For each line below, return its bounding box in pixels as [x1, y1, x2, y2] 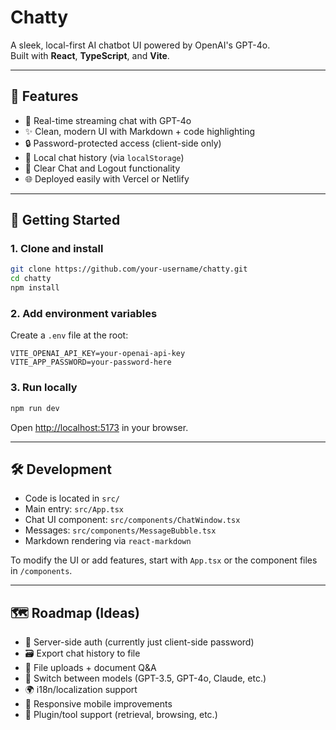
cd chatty [10, 274, 52, 284]
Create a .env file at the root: [10, 329, 129, 341]
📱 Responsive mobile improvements [24, 698, 173, 710]
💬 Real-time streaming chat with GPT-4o [24, 114, 192, 126]
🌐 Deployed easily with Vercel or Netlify [24, 172, 190, 185]
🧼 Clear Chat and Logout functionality [24, 162, 181, 174]
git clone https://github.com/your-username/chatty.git [10, 264, 248, 275]
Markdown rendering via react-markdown [24, 535, 192, 547]
